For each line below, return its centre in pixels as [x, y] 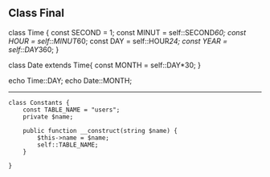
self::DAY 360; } [34, 49]
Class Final [36, 13]
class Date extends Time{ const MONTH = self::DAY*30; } [104, 65]
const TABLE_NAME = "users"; [72, 110]
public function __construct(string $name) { [100, 131]
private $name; [48, 117]
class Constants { [39, 103]
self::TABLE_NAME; [68, 145]
